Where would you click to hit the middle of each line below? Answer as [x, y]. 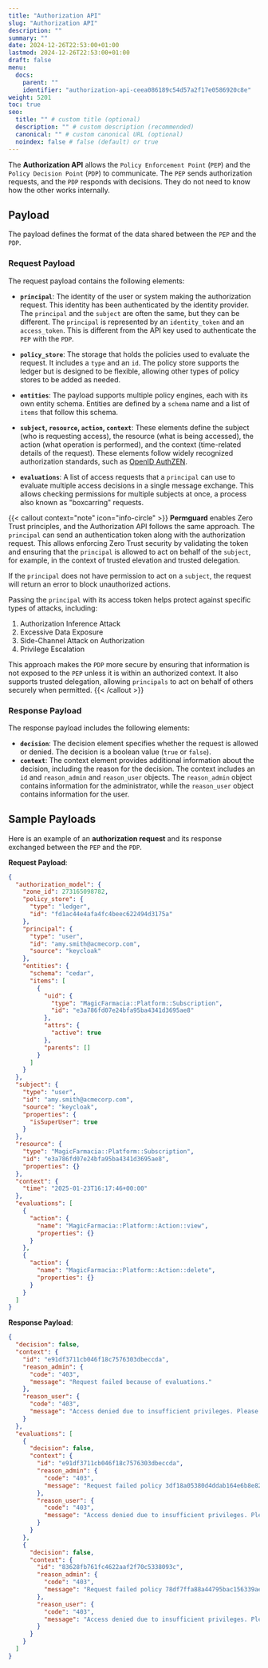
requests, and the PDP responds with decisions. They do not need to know [130, 181]
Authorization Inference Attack [70, 623]
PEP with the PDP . [47, 338]
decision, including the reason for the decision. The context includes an [137, 769]
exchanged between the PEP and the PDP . [75, 847]
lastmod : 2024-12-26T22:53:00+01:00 [69, 53]
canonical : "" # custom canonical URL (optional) [99, 134]
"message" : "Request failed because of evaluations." [121, 1381]
